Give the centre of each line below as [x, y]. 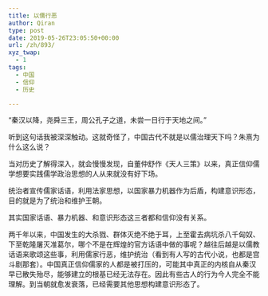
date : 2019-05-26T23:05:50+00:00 [64, 38]
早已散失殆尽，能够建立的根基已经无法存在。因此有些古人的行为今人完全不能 [134, 275]
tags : [17, 68]
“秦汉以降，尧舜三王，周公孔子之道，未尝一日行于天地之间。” [108, 120]
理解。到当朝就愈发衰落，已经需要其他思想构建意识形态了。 [106, 284]
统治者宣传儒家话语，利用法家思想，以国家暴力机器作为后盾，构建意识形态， [134, 191]
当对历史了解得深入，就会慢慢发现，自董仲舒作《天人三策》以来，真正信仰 [130, 164]
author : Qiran [32, 23]
